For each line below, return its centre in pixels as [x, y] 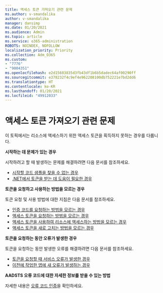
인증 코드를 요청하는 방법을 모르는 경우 [48, 210]
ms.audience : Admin [25, 32]
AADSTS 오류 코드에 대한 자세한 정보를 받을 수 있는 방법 [58, 275]
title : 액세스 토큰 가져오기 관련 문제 [39, 9]
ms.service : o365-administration [39, 41]
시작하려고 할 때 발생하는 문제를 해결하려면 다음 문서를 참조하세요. [67, 162]
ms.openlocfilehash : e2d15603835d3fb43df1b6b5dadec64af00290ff [71, 73]
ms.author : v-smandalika [30, 14]
